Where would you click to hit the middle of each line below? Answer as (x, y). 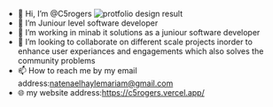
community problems (56, 61)
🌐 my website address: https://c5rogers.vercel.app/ (111, 92)
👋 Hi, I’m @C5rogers (55, 14)
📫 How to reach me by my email (77, 70)
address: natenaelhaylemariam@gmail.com (95, 83)
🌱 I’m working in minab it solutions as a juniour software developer (139, 32)
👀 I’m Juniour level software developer (88, 23)
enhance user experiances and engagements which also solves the (140, 51)
